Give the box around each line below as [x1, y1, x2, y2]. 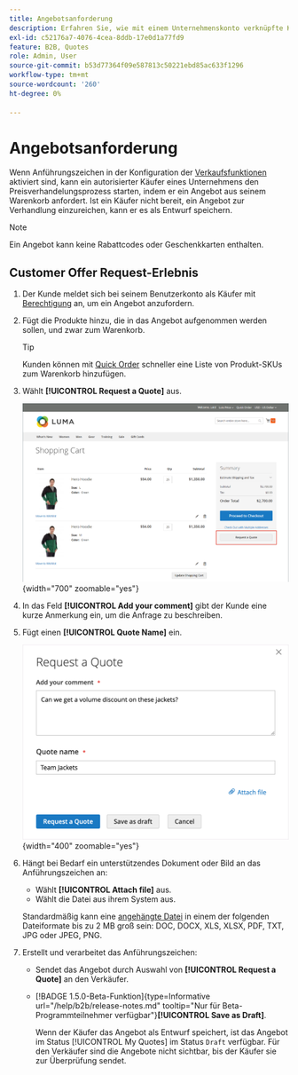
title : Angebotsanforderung [9, 14, 114, 23]
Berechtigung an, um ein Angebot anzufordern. [21, 298, 195, 309]
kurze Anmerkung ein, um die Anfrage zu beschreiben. [21, 609, 223, 620]
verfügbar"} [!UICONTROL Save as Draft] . [114, 1010, 267, 1021]
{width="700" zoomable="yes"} [21, 582, 139, 594]
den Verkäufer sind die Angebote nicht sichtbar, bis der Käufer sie [35, 1046, 277, 1056]
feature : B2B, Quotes [9, 43, 90, 51]
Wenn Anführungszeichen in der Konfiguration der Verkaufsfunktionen [9, 167, 268, 178]
